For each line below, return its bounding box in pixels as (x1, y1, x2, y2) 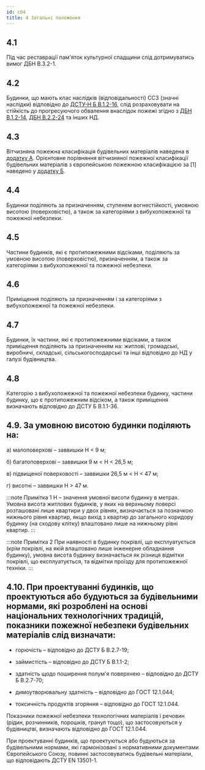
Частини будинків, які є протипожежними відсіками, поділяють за (6, 248, 180, 256)
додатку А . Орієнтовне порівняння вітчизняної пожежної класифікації (6, 154, 188, 161)
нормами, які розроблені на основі (6, 601, 148, 612)
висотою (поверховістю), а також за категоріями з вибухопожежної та (6, 208, 191, 215)
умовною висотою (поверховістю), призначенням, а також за (6, 255, 168, 262)
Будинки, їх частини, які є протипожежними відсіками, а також (6, 336, 171, 343)
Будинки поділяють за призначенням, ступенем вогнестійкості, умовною (6, 201, 199, 208)
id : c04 (6, 9, 26, 15)
